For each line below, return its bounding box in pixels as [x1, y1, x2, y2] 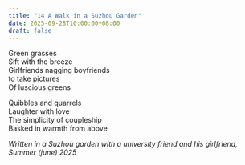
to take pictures [8, 74, 60, 84]
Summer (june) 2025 [8, 147, 77, 157]
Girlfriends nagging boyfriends [8, 66, 110, 75]
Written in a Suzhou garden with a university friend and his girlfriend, [8, 139, 239, 149]
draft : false [8, 26, 52, 34]
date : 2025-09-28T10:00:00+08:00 [8, 19, 120, 27]
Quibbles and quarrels [8, 98, 82, 108]
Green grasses [8, 49, 58, 58]
